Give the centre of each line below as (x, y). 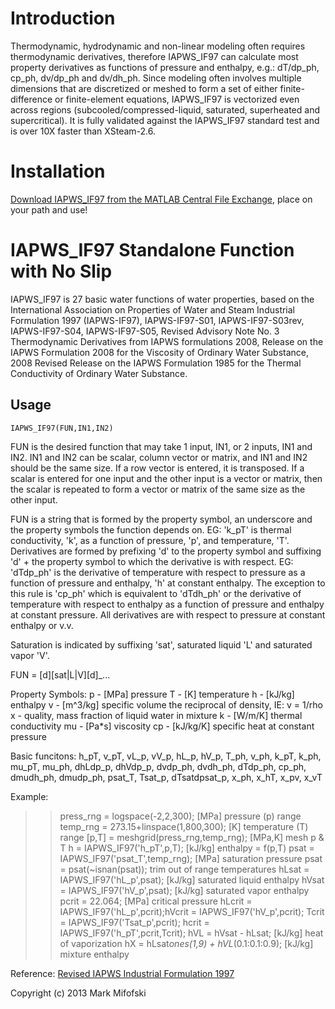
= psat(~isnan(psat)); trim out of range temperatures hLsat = (184, 869)
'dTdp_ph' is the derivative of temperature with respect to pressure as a (158, 572)
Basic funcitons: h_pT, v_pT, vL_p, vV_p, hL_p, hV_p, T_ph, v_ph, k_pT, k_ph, (166, 756)
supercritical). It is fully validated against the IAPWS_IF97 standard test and (165, 120)
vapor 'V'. (30, 655)
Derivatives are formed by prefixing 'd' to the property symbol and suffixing (166, 551)
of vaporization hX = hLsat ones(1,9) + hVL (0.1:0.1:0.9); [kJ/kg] (186, 943)
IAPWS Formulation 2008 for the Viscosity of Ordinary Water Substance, (160, 352)
